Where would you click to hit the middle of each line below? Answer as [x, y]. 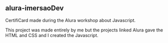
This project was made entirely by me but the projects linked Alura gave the [84, 30]
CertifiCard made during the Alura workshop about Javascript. [71, 20]
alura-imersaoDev [35, 8]
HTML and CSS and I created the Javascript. [52, 35]
